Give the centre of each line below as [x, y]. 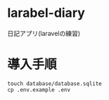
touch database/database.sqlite [54, 83]
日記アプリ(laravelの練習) [44, 33]
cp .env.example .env [39, 89]
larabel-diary [46, 13]
